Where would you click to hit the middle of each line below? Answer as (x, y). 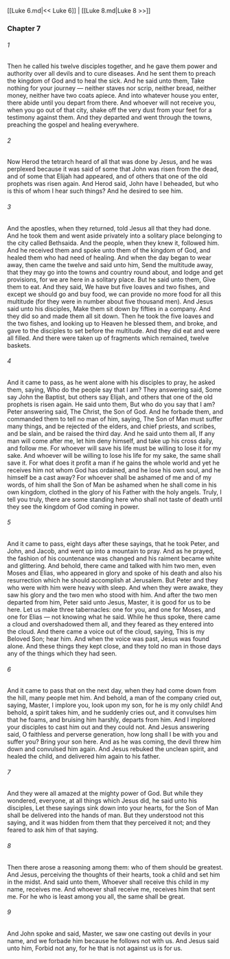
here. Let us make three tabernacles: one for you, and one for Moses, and (112, 609)
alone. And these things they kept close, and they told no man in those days (114, 646)
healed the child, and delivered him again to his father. (84, 757)
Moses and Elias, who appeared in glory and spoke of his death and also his (115, 573)
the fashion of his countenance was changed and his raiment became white (114, 558)
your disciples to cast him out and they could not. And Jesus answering (108, 727)
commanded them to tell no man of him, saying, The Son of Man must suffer (115, 419)
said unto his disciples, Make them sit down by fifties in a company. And (109, 308)
